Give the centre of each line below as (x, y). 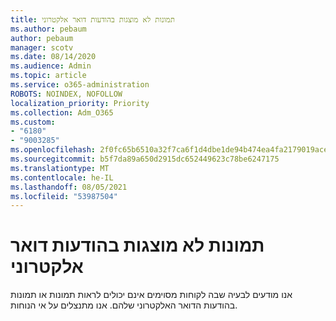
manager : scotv (42, 47)
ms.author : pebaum (48, 29)
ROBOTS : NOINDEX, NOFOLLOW (66, 94)
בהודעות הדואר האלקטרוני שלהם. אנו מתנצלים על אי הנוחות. (124, 305)
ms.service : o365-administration (80, 85)
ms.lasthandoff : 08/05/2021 (69, 187)
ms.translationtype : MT (60, 168)
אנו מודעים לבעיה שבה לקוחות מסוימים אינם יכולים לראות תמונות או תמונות (151, 295)
